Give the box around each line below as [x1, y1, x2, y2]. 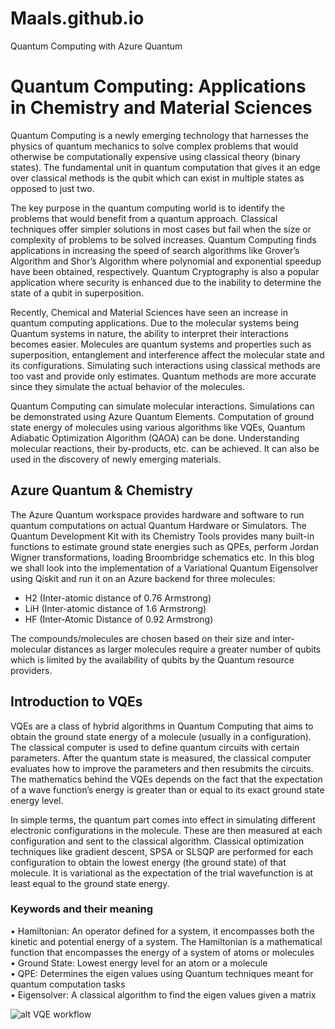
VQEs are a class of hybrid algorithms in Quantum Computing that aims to [10, 720, 314, 732]
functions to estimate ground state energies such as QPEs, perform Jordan [10, 540, 319, 552]
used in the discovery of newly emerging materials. [10, 453, 222, 465]
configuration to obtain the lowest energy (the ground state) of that [10, 856, 287, 868]
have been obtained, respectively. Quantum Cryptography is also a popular [10, 265, 320, 277]
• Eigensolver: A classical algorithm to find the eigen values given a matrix [10, 988, 317, 1001]
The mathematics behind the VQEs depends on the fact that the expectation [10, 773, 323, 785]
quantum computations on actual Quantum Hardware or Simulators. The [10, 519, 307, 531]
